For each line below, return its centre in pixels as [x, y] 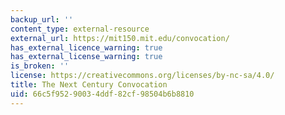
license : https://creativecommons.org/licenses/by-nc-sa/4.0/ [142, 76]
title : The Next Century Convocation [89, 85]
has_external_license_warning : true [86, 57]
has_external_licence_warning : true [86, 47]
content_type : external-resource [80, 29]
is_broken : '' [40, 66]
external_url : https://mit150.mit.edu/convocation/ [120, 38]
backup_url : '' [42, 19]
